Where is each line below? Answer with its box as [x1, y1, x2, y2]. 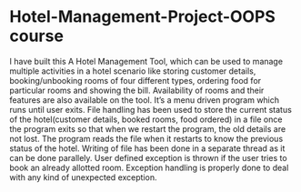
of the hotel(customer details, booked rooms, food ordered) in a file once [9, 114, 283, 125]
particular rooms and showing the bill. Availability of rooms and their [9, 85, 265, 96]
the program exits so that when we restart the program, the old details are [9, 123, 286, 134]
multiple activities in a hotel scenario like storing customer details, [9, 66, 256, 76]
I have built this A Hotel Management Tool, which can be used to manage [9, 56, 284, 66]
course [9, 25, 64, 46]
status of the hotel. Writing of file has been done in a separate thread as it [9, 143, 286, 154]
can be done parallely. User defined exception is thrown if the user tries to [9, 152, 288, 163]
